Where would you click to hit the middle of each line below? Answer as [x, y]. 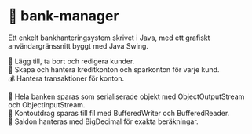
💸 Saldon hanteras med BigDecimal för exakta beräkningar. [103, 121]
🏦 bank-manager [64, 16]
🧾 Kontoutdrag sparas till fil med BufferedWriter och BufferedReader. [119, 113]
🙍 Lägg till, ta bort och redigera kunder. [71, 61]
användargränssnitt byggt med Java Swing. [79, 45]
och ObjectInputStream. [47, 104]
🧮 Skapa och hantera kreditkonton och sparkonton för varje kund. [114, 69]
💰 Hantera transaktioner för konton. [66, 78]
